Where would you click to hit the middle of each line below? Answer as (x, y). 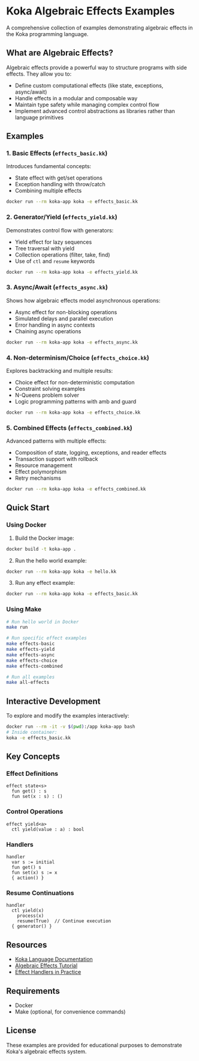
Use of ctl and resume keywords (55, 261)
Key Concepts (33, 757)
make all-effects (28, 683)
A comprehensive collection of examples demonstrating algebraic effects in (99, 28)
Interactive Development (53, 701)
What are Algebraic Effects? (60, 53)
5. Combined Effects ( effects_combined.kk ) (70, 428)
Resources (27, 945)
